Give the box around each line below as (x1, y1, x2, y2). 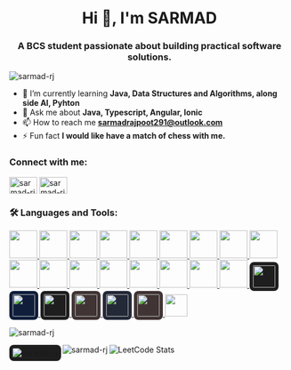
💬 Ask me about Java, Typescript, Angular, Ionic (21, 107, 203, 118)
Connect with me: (9, 156, 88, 168)
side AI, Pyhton (21, 98, 80, 109)
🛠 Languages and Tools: (9, 206, 118, 219)
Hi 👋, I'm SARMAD (81, 8, 218, 28)
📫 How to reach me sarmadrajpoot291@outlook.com (21, 117, 223, 128)
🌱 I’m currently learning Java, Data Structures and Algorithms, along (21, 88, 278, 99)
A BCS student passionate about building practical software (17, 40, 282, 52)
